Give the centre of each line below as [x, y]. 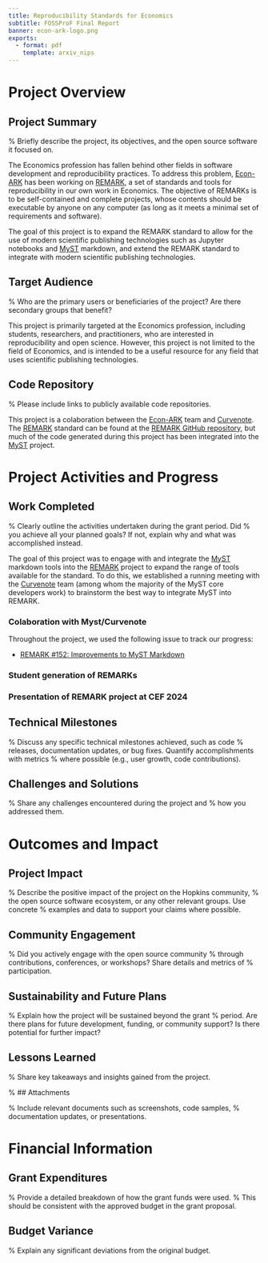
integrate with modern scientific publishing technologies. [102, 257]
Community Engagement [72, 935]
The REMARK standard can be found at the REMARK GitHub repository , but [132, 428]
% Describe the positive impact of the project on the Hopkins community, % [134, 893]
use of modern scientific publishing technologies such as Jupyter [116, 240]
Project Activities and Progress [113, 477]
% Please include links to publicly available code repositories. [110, 404]
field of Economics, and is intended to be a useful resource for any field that [134, 351]
